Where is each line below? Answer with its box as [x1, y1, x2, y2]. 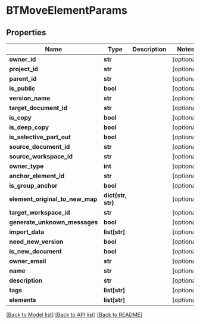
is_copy [9, 114, 32, 121]
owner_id [9, 55, 36, 63]
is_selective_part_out [9, 133, 71, 141]
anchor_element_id [9, 172, 65, 180]
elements [9, 296, 37, 304]
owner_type [9, 162, 44, 170]
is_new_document [9, 247, 62, 255]
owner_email [9, 257, 46, 265]
